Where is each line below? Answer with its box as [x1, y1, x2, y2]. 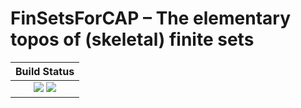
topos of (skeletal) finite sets [10, 28, 255, 51]
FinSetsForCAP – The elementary [10, 7, 292, 30]
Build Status [15, 64, 75, 78]
